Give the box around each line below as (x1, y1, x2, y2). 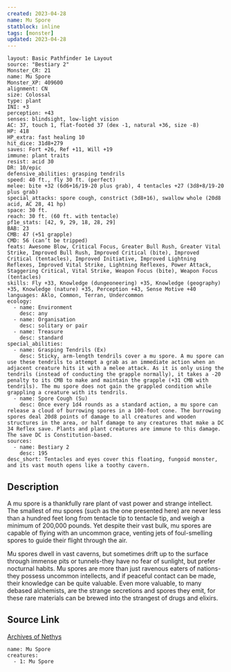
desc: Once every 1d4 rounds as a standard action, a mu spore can (19, 401, 218, 408)
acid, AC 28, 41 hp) (7, 201, 67, 208)
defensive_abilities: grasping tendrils (7, 171, 126, 178)
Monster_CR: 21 (7, 67, 51, 74)
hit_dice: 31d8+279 (7, 140, 64, 147)
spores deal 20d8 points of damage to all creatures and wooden (7, 414, 196, 421)
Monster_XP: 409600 (7, 79, 64, 87)
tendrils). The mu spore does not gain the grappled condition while (7, 383, 212, 390)
